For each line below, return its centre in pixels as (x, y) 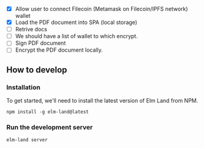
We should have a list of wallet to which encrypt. (76, 36)
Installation (24, 87)
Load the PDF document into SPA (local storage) (76, 22)
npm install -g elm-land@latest (47, 112)
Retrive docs (31, 29)
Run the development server (50, 127)
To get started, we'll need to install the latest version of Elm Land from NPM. (102, 101)
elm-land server (27, 140)
